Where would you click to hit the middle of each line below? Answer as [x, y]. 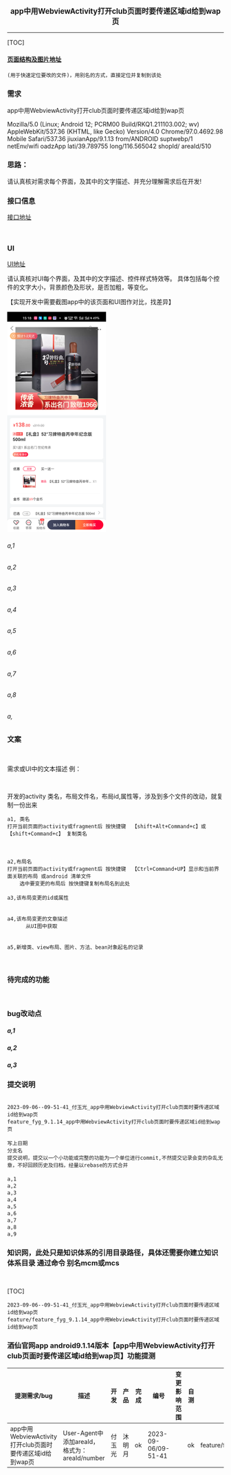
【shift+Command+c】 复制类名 [47, 834]
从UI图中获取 [41, 926]
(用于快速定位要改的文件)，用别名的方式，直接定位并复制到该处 [85, 76]
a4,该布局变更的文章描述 [37, 919]
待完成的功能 [29, 980]
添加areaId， [81, 1441]
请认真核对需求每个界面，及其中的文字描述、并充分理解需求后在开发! [104, 181]
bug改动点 [24, 1014]
